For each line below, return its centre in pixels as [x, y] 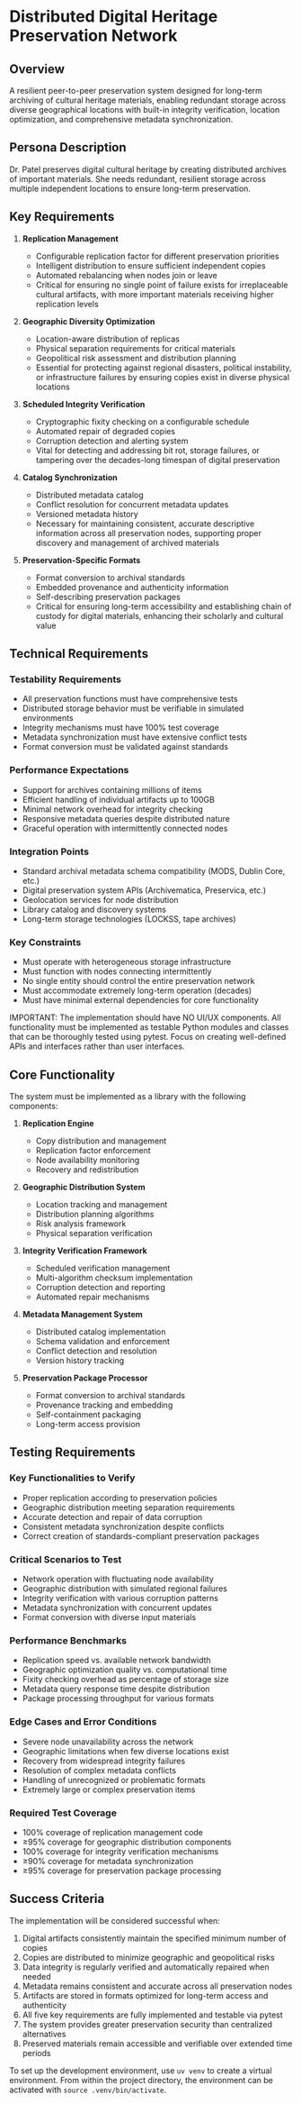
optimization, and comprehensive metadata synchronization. [121, 119]
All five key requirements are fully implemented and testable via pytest [152, 2015]
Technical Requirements [79, 654]
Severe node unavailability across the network [108, 1742]
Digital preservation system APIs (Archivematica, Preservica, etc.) [144, 890]
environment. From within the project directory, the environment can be [142, 2080]
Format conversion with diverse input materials [109, 1617]
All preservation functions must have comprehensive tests [130, 699]
